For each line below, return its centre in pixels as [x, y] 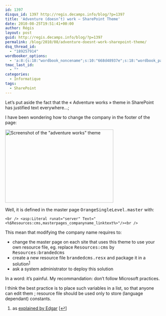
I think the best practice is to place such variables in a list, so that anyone [80, 288]
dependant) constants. [28, 299]
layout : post [19, 33]
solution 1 [21, 263]
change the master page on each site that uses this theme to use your [83, 242]
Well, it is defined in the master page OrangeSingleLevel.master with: [80, 209]
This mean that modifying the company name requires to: [63, 232]
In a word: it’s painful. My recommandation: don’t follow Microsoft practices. [83, 279]
